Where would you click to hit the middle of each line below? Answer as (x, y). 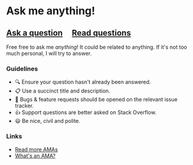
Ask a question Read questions (69, 33)
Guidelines (22, 68)
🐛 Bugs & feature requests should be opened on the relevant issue (96, 100)
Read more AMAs (36, 149)
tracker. (24, 106)
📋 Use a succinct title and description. (62, 91)
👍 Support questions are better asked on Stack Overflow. (85, 112)
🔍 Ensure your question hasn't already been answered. (83, 82)
